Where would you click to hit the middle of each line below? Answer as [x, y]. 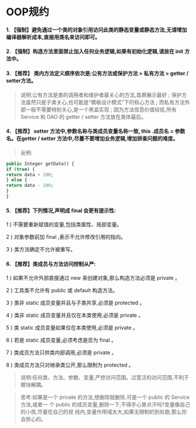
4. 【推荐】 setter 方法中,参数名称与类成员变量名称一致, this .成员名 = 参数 [96, 131]
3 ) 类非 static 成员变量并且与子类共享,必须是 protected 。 [75, 303]
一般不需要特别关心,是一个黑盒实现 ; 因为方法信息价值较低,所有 [101, 109]
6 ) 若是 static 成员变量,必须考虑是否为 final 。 [61, 340]
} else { [17, 180]
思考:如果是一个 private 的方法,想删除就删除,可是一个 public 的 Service [105, 397]
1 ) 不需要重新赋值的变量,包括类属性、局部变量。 [64, 225]
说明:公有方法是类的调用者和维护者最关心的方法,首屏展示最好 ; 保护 [101, 95]
